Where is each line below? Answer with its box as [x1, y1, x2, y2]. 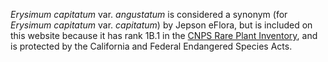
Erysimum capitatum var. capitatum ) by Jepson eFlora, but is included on [10, 19, 313, 31]
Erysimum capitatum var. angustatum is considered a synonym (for [10, 9, 288, 20]
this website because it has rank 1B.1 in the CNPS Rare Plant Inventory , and [10, 30, 318, 41]
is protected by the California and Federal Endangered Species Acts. [10, 40, 293, 52]
